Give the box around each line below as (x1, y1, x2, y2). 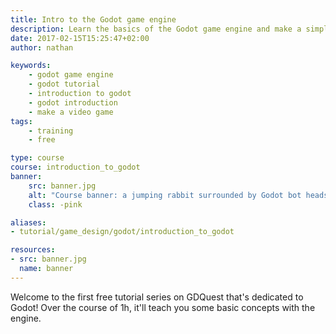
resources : (10, 245, 56, 255)
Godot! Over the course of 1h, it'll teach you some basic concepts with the (10, 301, 316, 313)
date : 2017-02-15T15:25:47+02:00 (10, 33, 150, 43)
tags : (10, 116, 33, 126)
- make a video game (28, 107, 114, 117)
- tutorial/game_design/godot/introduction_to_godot (10, 227, 235, 237)
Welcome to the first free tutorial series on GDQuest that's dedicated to (10, 291, 304, 303)
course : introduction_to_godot (10, 162, 141, 173)
